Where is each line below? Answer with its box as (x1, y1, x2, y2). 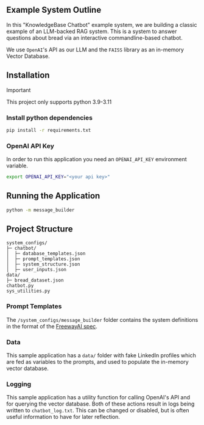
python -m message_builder (6, 207, 75, 213)
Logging (6, 380, 32, 388)
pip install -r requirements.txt (6, 127, 91, 133)
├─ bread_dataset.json (6, 277, 64, 283)
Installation (6, 70, 50, 81)
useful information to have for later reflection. (6, 413, 121, 421)
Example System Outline (6, 5, 102, 15)
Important (6, 86, 31, 93)
